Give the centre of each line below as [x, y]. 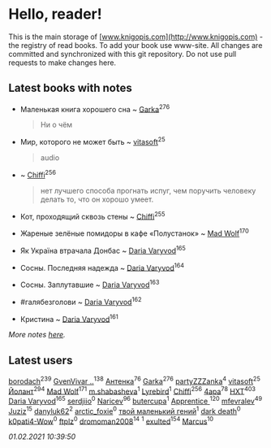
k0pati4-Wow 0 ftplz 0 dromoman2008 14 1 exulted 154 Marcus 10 [111, 420]
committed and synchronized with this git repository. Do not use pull [123, 54]
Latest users [41, 360]
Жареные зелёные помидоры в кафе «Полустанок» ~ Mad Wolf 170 [134, 233]
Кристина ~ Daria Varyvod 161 [69, 318]
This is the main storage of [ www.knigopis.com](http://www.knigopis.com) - [136, 37]
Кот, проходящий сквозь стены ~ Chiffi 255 [92, 215]
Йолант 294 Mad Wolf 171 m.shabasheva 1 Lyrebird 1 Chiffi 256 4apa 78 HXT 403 [132, 390]
